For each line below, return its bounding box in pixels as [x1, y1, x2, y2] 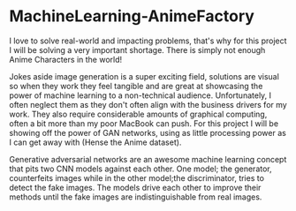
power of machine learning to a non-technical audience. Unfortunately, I [9, 90, 272, 101]
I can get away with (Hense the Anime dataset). [9, 137, 182, 147]
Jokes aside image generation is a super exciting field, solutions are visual [9, 71, 280, 81]
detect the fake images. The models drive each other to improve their [9, 182, 262, 192]
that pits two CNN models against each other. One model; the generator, [9, 163, 272, 174]
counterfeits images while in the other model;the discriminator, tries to [9, 172, 265, 183]
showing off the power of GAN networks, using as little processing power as [9, 127, 287, 138]
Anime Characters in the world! [9, 54, 123, 64]
